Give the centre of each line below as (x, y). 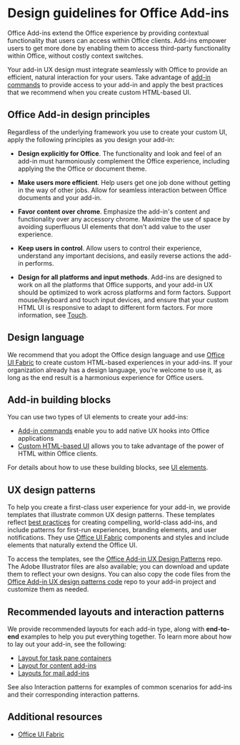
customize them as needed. (48, 589)
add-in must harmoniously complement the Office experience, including (124, 161)
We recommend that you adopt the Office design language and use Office (116, 354)
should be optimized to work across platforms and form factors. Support (124, 292)
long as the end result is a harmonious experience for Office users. (106, 377)
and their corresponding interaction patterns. (74, 695)
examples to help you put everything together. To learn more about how (126, 636)
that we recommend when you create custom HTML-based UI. (99, 92)
